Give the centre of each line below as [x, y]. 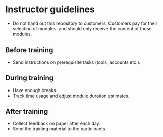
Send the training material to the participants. [60, 129]
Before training [29, 50]
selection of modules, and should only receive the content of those [82, 28]
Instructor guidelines [50, 9]
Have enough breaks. [35, 90]
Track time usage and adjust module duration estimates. [71, 96]
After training [27, 111]
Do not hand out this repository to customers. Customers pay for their [85, 23]
